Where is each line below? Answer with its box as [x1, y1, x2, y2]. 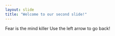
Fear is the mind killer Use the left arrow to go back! [5, 25, 110, 31]
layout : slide [5, 7, 35, 12]
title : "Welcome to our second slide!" [5, 12, 87, 17]
